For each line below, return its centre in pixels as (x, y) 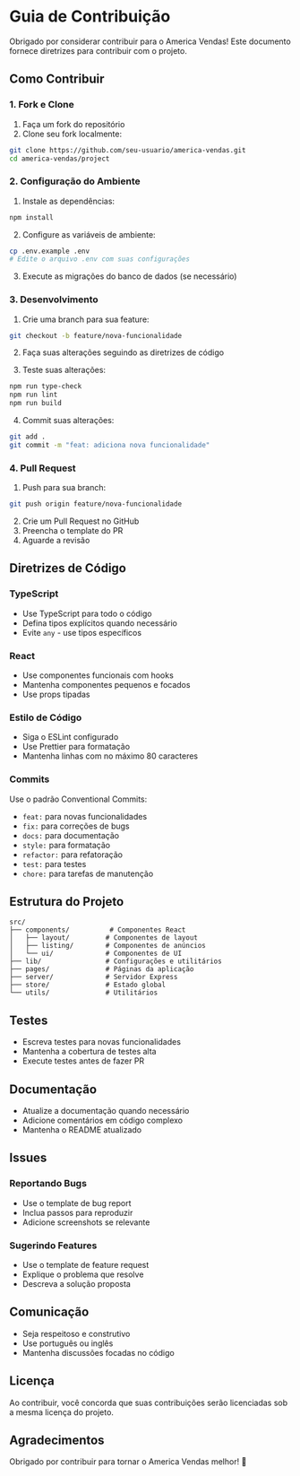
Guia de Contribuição (90, 17)
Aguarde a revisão (56, 541)
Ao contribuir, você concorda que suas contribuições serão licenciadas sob (149, 1402)
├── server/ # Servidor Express (94, 977)
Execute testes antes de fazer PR (83, 1061)
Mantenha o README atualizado (81, 1130)
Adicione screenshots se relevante (86, 1222)
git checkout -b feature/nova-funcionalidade (95, 335)
